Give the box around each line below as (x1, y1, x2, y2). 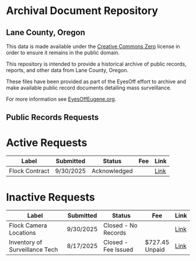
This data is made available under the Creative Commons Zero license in (6, 43, 180, 50)
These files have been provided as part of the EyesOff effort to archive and (6, 78, 187, 85)
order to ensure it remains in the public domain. (6, 49, 120, 56)
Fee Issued (103, 246, 134, 254)
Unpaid (145, 246, 165, 254)
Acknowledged (91, 167, 133, 175)
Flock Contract (9, 167, 50, 175)
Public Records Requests (6, 112, 99, 122)
